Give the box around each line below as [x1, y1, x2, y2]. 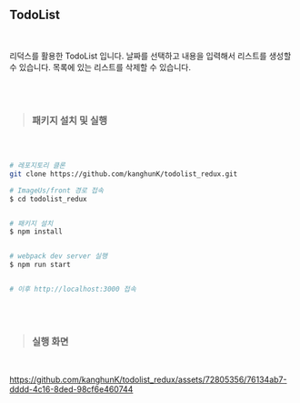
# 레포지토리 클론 [9, 161, 66, 170]
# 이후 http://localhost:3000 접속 [9, 284, 136, 294]
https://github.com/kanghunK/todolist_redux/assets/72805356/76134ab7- [9, 374, 287, 386]
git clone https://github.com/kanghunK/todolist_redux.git [9, 169, 238, 179]
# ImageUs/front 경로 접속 [9, 186, 105, 195]
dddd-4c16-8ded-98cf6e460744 [9, 384, 134, 395]
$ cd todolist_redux [9, 194, 88, 203]
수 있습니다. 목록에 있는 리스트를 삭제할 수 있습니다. [9, 61, 191, 72]
